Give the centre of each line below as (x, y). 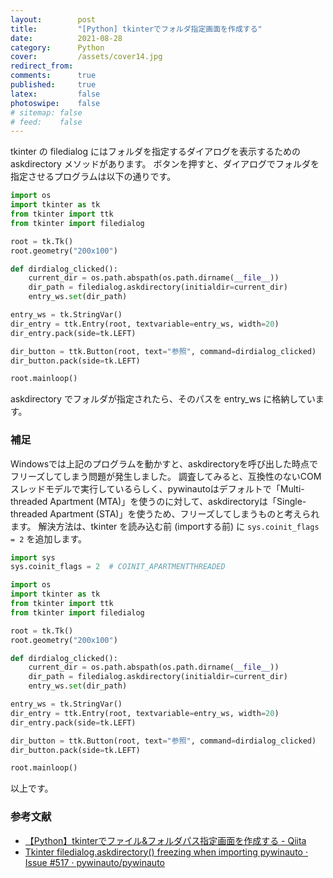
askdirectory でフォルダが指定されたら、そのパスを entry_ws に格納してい (163, 399)
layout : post (53, 19)
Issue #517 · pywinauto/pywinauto (94, 862)
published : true (53, 85)
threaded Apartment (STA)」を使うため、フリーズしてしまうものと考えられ (165, 513)
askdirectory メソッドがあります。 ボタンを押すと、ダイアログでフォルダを (165, 164)
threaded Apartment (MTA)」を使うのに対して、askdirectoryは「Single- (158, 501)
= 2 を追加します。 (49, 538)
